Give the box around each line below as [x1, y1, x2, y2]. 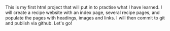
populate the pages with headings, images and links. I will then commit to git [5, 15, 165, 20]
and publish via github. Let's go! [5, 20, 73, 26]
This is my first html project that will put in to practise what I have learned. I [5, 4, 162, 10]
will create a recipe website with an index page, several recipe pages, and [5, 9, 160, 15]
